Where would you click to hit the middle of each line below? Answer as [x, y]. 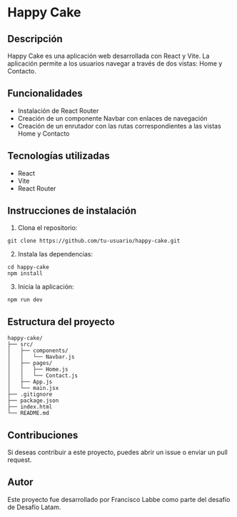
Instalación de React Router [58, 111]
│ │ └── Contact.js [43, 376]
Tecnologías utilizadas [59, 156]
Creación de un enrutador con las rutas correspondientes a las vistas [119, 126]
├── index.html [30, 407]
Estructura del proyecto [61, 322]
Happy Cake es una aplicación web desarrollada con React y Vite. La [109, 56]
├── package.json [33, 401]
